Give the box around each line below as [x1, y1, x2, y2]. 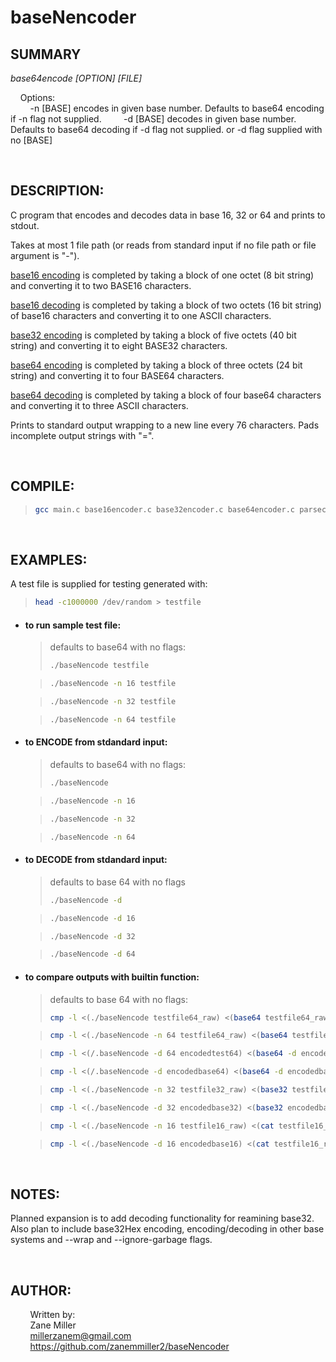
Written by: [29, 1309, 76, 1321]
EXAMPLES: [10, 551, 88, 568]
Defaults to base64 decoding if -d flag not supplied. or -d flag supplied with [10, 124, 323, 135]
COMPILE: [10, 478, 75, 495]
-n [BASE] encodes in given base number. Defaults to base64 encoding [29, 102, 325, 114]
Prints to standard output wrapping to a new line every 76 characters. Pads [10, 419, 320, 431]
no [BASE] [10, 134, 53, 146]
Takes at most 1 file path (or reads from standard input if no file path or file [10, 239, 317, 251]
